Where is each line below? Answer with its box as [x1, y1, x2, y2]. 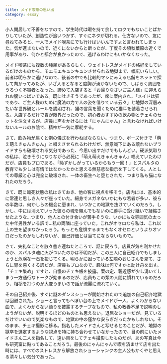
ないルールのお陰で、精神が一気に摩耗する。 [5, 124, 97, 130]
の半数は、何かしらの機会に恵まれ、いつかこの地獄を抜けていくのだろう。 [5, 201, 158, 207]
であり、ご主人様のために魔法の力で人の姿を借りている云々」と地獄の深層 [5, 99, 158, 105]
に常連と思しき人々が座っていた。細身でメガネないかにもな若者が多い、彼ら [5, 195, 162, 201]
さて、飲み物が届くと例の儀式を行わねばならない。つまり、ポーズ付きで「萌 [5, 135, 162, 141]
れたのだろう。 [5, 178, 36, 184]
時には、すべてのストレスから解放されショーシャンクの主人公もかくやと [5, 347, 153, 353]
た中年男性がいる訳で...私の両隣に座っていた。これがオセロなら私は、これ [5, 220, 157, 226]
